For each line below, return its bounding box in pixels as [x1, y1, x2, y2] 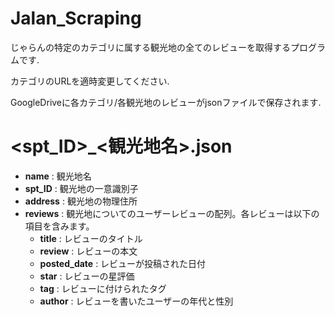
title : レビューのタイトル [39, 232, 143, 244]
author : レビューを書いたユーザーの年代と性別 [39, 295, 234, 307]
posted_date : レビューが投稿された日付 [39, 257, 207, 269]
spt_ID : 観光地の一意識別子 [24, 182, 139, 194]
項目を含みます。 [24, 220, 95, 232]
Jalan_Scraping [10, 7, 142, 30]
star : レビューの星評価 [39, 270, 135, 282]
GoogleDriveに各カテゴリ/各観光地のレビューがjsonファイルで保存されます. [10, 96, 322, 108]
